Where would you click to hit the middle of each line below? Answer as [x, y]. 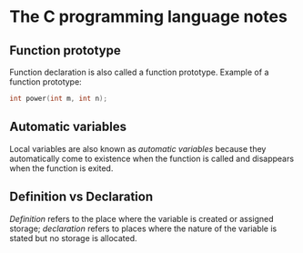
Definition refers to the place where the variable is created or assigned [142, 218]
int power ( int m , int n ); [58, 98]
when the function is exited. [61, 168]
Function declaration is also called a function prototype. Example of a [139, 72]
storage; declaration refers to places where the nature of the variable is [143, 228]
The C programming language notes [149, 17]
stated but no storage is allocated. [73, 238]
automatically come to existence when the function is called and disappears [151, 158]
